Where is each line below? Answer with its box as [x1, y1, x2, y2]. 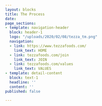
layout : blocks [5, 7, 36, 12]
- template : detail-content [5, 71, 63, 76]
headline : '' [9, 80, 36, 85]
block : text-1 [9, 75, 38, 80]
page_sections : [5, 21, 36, 26]
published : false [5, 89, 41, 94]
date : [5, 16, 16, 21]
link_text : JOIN [14, 57, 48, 62]
